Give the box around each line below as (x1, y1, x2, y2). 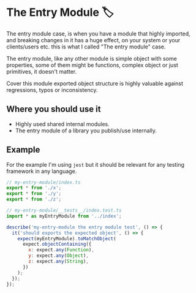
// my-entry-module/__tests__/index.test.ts (6, 207, 122, 214)
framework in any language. (6, 167, 77, 175)
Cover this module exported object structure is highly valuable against (6, 80, 184, 87)
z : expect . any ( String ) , (28, 259, 89, 265)
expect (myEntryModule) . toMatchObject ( (17, 235, 116, 242)
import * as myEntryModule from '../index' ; (6, 213, 122, 219)
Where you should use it (6, 104, 101, 115)
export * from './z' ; (6, 196, 62, 203)
